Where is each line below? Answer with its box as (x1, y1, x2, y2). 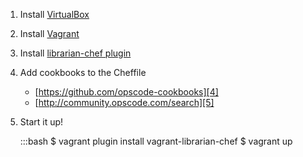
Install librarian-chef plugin (19, 47, 132, 59)
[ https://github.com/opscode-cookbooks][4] (34, 86, 219, 98)
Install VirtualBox (19, 9, 90, 20)
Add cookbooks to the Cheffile (19, 67, 147, 78)
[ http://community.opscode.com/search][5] (34, 97, 215, 108)
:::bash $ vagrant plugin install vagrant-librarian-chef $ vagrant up (19, 135, 293, 147)
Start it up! (19, 116, 64, 128)
